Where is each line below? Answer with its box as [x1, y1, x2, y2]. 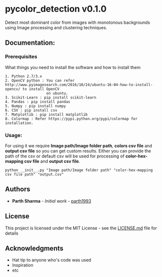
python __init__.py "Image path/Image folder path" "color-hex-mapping [5, 168, 153, 173]
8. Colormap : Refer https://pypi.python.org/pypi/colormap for [5, 116, 138, 121]
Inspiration [12, 262, 33, 268]
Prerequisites [5, 53, 37, 60]
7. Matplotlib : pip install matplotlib [5, 112, 88, 117]
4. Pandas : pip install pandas [5, 99, 70, 104]
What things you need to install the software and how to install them [5, 64, 141, 70]
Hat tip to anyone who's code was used [12, 257, 91, 263]
